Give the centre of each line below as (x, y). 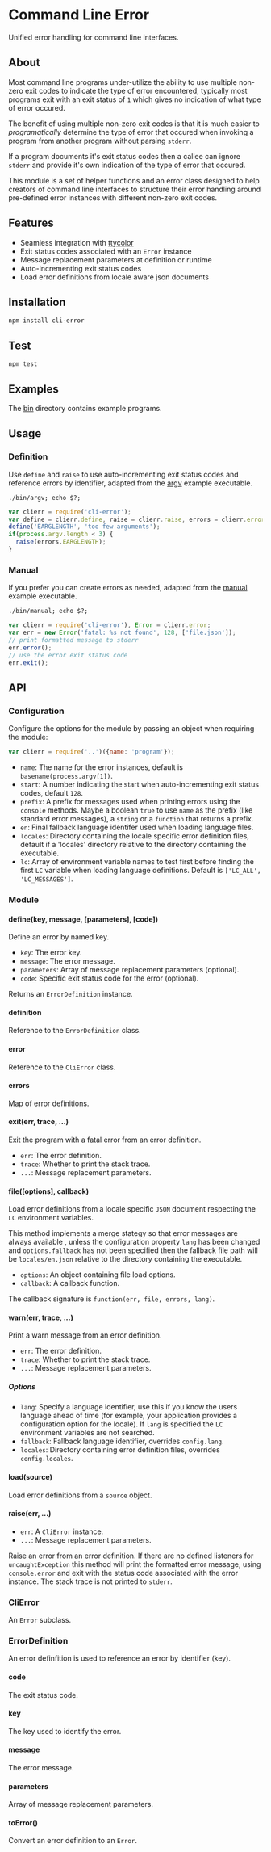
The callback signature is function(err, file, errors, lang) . (112, 1299)
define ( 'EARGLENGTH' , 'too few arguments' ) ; (84, 527)
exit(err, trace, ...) (39, 1122)
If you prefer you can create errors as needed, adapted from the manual (128, 588)
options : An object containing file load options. (98, 1275)
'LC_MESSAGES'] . (47, 879)
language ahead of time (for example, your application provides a (129, 1416)
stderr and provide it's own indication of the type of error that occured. (127, 165)
